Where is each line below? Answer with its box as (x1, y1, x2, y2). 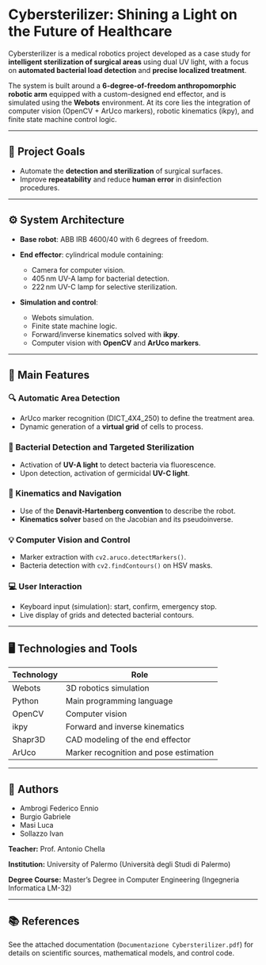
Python (12, 695, 40, 707)
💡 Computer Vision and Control (8, 534, 131, 545)
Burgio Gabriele (19, 812, 71, 821)
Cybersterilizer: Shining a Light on (8, 6, 237, 24)
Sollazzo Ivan (19, 829, 64, 838)
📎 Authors (8, 783, 59, 796)
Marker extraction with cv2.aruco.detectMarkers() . (19, 553, 187, 562)
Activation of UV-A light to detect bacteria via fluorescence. (19, 460, 216, 469)
